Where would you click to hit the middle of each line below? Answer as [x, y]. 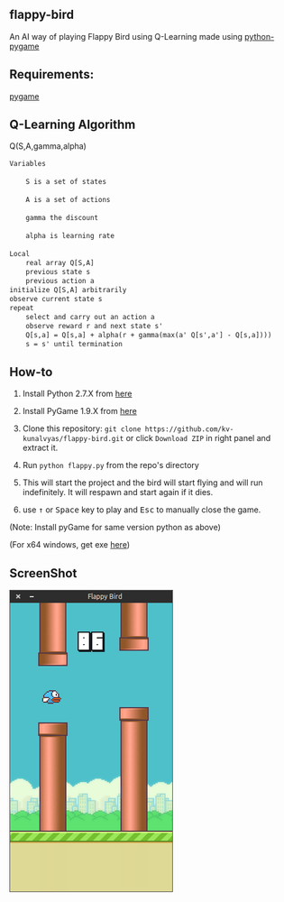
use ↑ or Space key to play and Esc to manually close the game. [142, 510]
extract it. [40, 448]
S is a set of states [66, 182]
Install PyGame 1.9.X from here [79, 411]
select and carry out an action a [90, 318]
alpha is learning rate [70, 236]
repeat [22, 308]
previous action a [60, 281]
